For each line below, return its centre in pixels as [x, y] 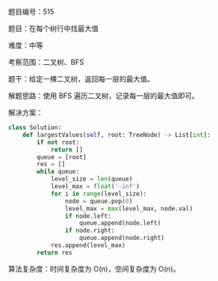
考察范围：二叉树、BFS [46, 62]
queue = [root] [62, 157]
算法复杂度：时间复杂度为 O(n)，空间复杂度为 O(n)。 [94, 268]
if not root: [58, 142]
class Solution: [35, 127]
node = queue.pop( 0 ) [99, 201]
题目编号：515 [31, 11]
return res [55, 253]
